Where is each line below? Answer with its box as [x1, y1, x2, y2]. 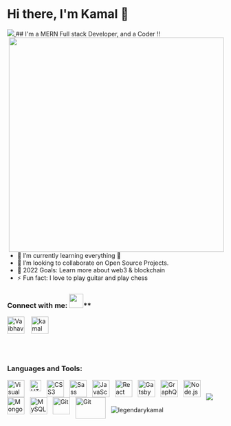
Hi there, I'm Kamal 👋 [7, 6, 129, 22]
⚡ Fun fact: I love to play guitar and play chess [16, 274, 148, 282]
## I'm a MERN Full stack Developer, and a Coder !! [15, 29, 161, 38]
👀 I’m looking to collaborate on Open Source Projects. [16, 259, 169, 267]
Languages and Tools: [7, 364, 82, 373]
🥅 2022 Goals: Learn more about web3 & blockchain [16, 265, 166, 274]
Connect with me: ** [7, 300, 91, 310]
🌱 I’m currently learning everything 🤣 [16, 251, 122, 259]
